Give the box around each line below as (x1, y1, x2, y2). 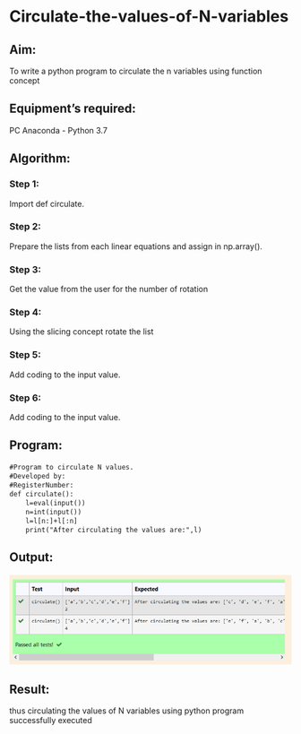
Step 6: (9, 392, 42, 404)
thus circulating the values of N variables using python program (9, 705, 245, 716)
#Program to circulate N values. (9, 462, 134, 471)
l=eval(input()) (25, 498, 87, 507)
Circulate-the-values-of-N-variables (9, 6, 289, 27)
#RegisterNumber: (9, 480, 74, 489)
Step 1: (9, 177, 39, 190)
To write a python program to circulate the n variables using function (9, 65, 262, 76)
